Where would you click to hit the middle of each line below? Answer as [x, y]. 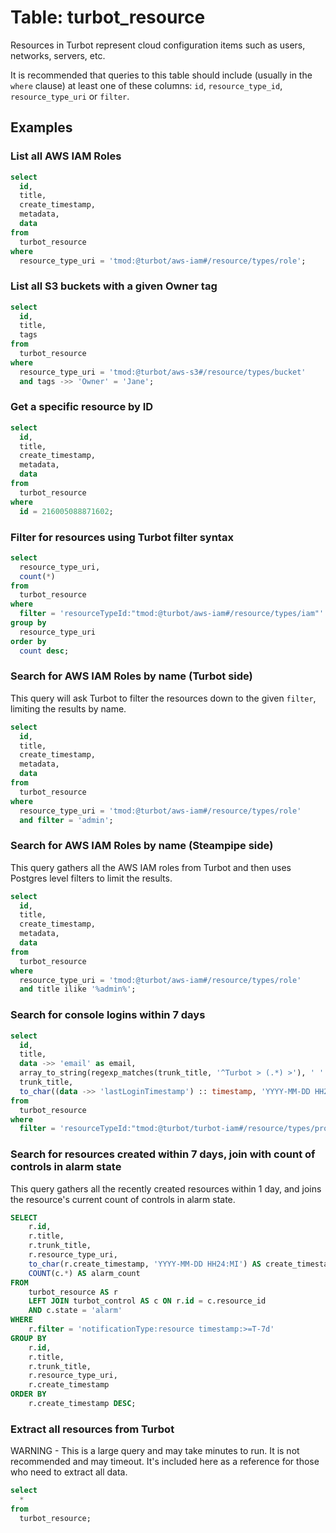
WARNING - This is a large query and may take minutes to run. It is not [155, 1451]
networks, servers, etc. [58, 55]
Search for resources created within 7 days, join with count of [163, 1154]
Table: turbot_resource [108, 17]
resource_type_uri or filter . [70, 96]
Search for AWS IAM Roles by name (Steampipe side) [142, 846]
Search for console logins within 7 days [108, 1015]
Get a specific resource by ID [82, 407]
